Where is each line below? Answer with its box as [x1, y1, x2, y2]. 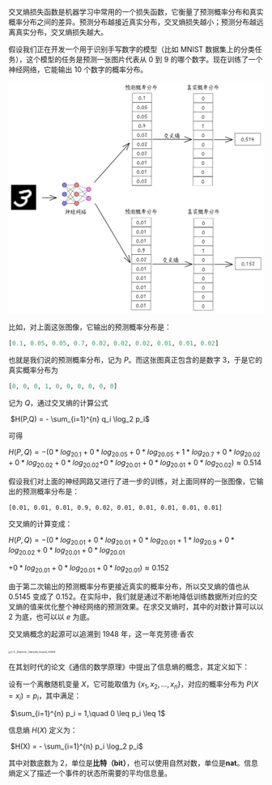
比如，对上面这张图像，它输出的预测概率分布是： [8, 322, 172, 332]
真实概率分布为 [8, 365, 58, 375]
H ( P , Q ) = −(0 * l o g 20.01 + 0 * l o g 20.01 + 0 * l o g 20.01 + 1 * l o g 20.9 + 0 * [8, 535, 235, 546]
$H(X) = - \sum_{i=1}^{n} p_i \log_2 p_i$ [10, 741, 143, 751]
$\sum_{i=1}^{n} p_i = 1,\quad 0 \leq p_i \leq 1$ [10, 708, 166, 718]
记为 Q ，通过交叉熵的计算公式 [8, 397, 108, 407]
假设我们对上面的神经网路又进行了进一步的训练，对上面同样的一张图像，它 [8, 476, 257, 486]
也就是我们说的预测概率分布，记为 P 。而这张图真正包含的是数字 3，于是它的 [8, 355, 263, 365]
